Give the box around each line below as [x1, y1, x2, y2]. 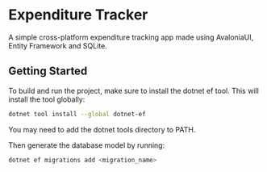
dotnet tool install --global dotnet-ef [8, 110, 147, 118]
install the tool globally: [8, 94, 86, 104]
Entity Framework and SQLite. [8, 40, 107, 50]
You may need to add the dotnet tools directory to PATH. [8, 124, 196, 134]
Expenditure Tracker [8, 6, 148, 24]
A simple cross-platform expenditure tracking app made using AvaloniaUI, [8, 32, 254, 42]
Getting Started [8, 65, 88, 78]
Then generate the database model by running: [8, 140, 165, 150]
